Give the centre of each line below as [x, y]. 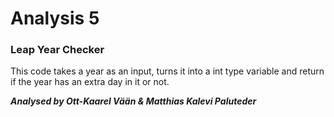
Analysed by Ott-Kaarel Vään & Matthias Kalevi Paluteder [133, 101]
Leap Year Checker [57, 50]
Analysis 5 [55, 18]
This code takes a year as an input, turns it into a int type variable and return [167, 71]
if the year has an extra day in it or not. [90, 82]
